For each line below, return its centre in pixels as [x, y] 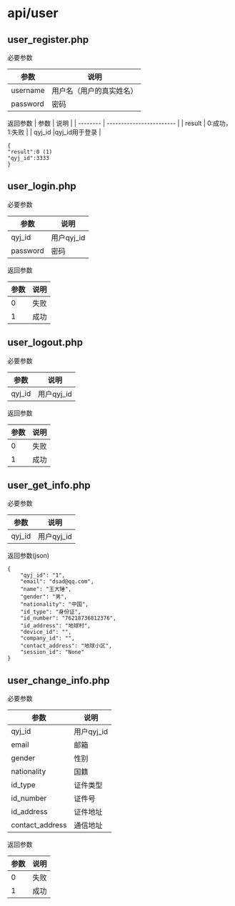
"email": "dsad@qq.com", [57, 582]
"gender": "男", [44, 597]
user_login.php [42, 186]
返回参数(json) [29, 556]
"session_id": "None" [52, 652]
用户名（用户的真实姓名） [95, 91]
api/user [33, 13]
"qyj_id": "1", [43, 576]
